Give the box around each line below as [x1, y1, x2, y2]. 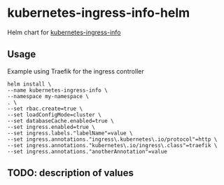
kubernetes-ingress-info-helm [7, 5, 190, 21]
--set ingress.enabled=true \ [7, 123, 96, 130]
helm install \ [7, 81, 52, 88]
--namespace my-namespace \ [7, 92, 90, 100]
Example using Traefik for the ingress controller [7, 67, 145, 75]
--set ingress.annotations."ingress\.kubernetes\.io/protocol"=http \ [7, 135, 218, 143]
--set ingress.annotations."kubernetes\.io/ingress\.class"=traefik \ [7, 142, 218, 149]
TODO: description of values [7, 167, 134, 179]
